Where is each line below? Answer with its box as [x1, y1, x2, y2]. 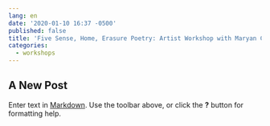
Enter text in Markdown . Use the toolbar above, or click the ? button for [8, 100, 243, 109]
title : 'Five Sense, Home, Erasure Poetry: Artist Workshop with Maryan [8, 34, 257, 43]
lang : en [8, 11, 38, 20]
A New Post [8, 79, 68, 92]
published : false [8, 26, 67, 35]
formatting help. [8, 108, 62, 118]
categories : [8, 42, 48, 50]
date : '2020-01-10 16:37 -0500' [8, 19, 117, 27]
